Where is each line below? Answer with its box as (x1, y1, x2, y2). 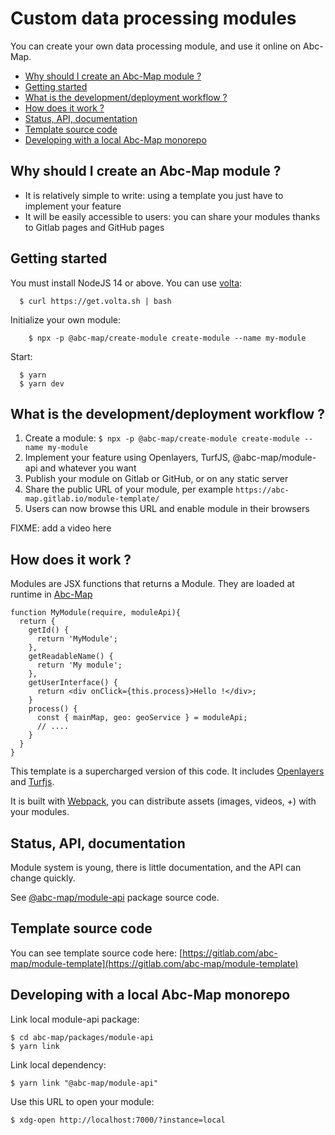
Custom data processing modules (10, 7, 297, 30)
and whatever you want (39, 462, 137, 474)
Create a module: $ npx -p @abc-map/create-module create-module (24, 432, 300, 444)
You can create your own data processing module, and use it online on (10, 40, 302, 52)
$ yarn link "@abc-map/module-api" (10, 1078, 159, 1088)
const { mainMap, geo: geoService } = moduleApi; (36, 713, 248, 723)
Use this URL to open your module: (10, 1095, 155, 1107)
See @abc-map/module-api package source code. (10, 892, 220, 903)
